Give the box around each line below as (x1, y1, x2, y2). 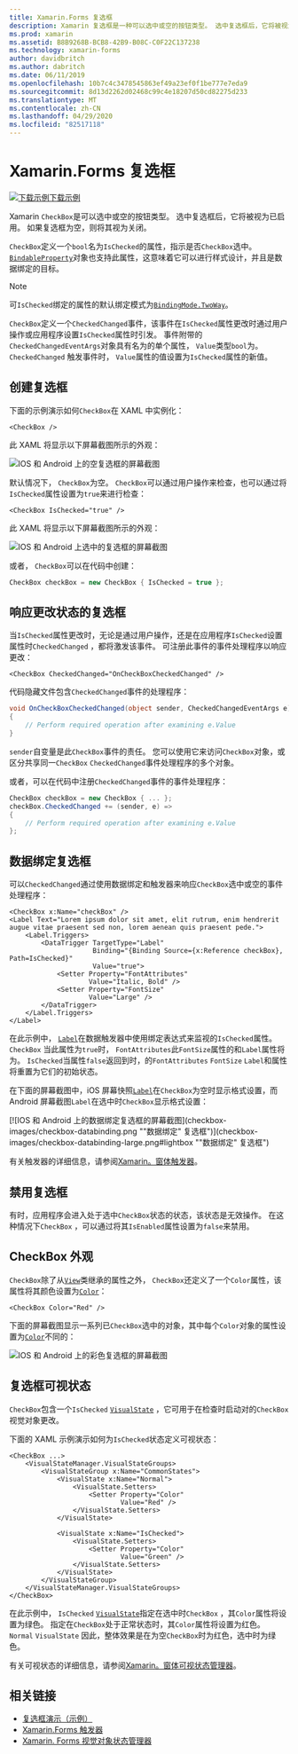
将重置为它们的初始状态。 (9, 1066, 103, 1077)
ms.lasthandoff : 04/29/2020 (9, 112, 114, 121)
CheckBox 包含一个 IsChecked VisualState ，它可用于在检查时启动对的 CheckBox (9, 1404, 289, 1414)
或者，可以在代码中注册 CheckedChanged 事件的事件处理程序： (9, 775, 229, 786)
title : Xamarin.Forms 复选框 (9, 12, 114, 22)
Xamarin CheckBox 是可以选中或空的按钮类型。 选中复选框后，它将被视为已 (9, 210, 278, 222)
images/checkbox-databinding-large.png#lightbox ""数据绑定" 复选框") (9, 1137, 270, 1148)
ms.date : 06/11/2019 (9, 71, 86, 80)
